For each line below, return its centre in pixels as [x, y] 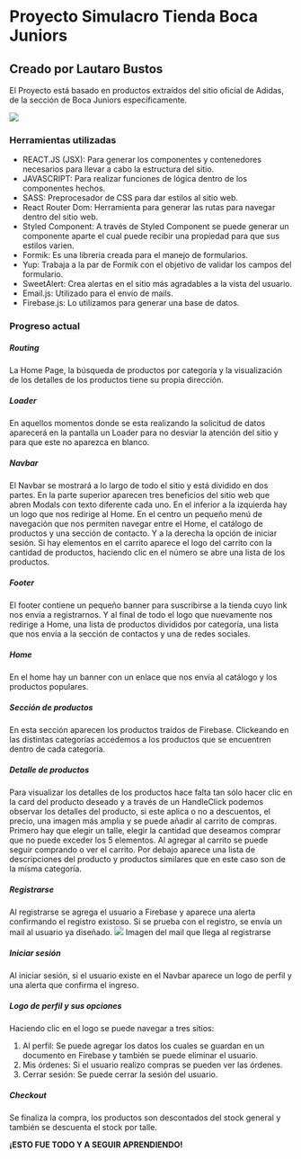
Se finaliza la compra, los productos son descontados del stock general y [145, 1118]
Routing [24, 347]
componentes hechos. [64, 188]
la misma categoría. [46, 869]
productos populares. [49, 687]
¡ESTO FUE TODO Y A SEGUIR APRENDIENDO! [96, 1145]
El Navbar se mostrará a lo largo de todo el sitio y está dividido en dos [139, 486]
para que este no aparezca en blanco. [80, 442]
